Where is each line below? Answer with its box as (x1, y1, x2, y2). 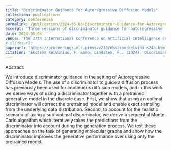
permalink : (5, 21, 28, 27)
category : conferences (5, 17, 53, 22)
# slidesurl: (5, 41, 33, 46)
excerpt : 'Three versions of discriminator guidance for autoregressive (5, 26, 163, 32)
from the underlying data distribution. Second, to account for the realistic (5, 106, 159, 112)
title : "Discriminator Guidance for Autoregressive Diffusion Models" (5, 7, 158, 13)
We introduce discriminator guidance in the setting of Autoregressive (5, 74, 150, 80)
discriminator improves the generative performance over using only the (5, 133, 155, 139)
